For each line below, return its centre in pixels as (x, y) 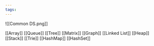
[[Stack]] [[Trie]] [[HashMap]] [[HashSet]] (48, 38)
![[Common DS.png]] (27, 23)
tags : (11, 10)
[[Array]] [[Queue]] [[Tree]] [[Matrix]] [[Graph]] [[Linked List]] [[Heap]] (77, 33)
